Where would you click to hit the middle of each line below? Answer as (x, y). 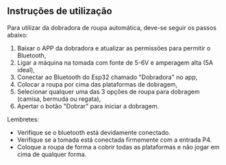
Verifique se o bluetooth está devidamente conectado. (94, 132)
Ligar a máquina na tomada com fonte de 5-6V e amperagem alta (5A (115, 62)
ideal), (26, 70)
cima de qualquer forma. (52, 154)
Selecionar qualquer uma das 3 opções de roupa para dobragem (108, 91)
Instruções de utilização (60, 11)
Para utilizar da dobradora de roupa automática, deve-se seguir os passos (112, 27)
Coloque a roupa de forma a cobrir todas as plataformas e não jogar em (118, 147)
